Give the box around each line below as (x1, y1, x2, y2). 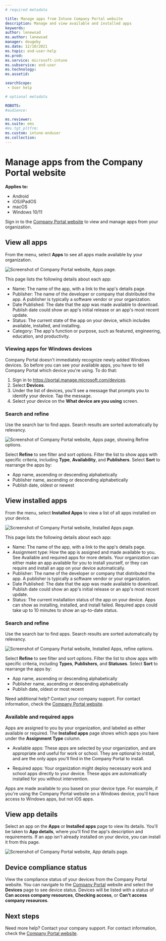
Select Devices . (12, 382, 45, 388)
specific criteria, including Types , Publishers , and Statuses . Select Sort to (5, 661, 158, 667)
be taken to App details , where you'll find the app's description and (5, 829, 143, 835)
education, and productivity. (12, 333, 70, 339)
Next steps (5, 912, 40, 920)
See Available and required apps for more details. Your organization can (12, 554, 160, 560)
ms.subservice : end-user (5, 63, 56, 68)
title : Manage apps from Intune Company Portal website (5, 16, 123, 21)
